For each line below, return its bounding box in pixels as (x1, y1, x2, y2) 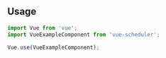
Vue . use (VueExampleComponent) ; (7, 44, 100, 51)
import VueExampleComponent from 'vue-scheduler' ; (7, 31, 160, 38)
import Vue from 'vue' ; (7, 24, 78, 31)
